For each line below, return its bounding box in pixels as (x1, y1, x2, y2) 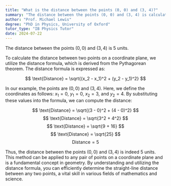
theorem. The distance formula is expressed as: (5, 66, 105, 72)
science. (5, 176, 23, 182)
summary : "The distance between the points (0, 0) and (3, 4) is (5, 12, 147, 17)
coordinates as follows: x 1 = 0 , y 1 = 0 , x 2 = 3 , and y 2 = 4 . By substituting (5, 91, 158, 98)
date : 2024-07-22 (5, 31, 42, 36)
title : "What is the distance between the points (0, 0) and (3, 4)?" (5, 7, 158, 13)
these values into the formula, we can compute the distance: (5, 97, 132, 103)
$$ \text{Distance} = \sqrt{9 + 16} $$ (46, 123, 125, 129)
